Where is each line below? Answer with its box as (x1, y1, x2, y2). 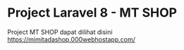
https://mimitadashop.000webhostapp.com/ (7, 35, 135, 43)
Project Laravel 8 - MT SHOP (7, 5, 178, 21)
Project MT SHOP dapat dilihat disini (7, 28, 113, 36)
